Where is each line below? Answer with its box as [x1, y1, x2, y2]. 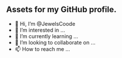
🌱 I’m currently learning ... [14, 32, 79, 40]
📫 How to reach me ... [14, 45, 70, 52]
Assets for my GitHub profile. [6, 5, 117, 15]
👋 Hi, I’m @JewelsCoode [14, 20, 76, 27]
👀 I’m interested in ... [14, 26, 65, 33]
